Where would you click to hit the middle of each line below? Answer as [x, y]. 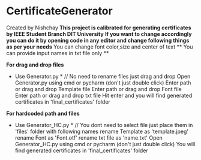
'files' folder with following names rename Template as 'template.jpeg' [102, 131]
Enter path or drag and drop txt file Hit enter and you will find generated [103, 95]
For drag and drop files [35, 65]
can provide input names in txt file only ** [58, 53]
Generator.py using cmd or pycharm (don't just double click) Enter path [103, 83]
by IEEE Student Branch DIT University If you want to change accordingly [99, 34]
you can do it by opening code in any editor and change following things [98, 40]
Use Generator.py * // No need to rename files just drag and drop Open [103, 76]
